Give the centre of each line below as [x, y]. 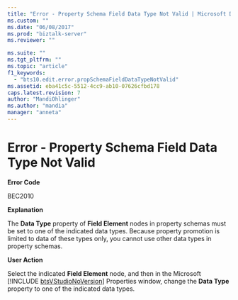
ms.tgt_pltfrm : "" [34, 60]
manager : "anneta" [34, 113]
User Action [25, 260]
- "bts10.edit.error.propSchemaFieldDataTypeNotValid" [96, 79]
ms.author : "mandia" [38, 106]
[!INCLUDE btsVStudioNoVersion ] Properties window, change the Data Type [118, 281]
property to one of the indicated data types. [71, 289]
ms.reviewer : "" [31, 40]
